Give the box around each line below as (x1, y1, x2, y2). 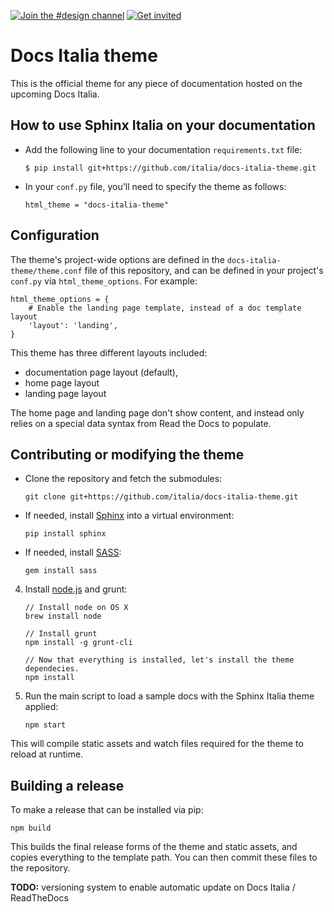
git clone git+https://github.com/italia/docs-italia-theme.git (24, 492, 299, 502)
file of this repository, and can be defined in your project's (84, 264, 324, 276)
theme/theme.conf (10, 266, 83, 276)
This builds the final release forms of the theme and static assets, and (10, 841, 298, 853)
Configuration (10, 227, 100, 244)
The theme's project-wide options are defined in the (10, 253, 225, 265)
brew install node (24, 611, 102, 622)
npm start (24, 720, 67, 730)
